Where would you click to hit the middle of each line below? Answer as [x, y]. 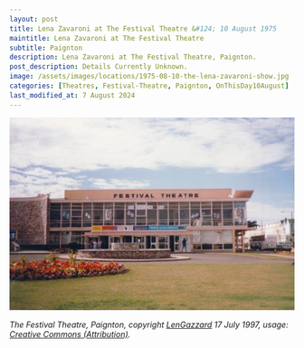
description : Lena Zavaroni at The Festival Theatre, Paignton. [133, 57]
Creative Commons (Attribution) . [70, 334]
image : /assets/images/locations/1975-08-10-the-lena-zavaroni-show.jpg [149, 77]
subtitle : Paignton [46, 48]
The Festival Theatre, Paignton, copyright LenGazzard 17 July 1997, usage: [149, 324]
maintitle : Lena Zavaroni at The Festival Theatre [107, 38]
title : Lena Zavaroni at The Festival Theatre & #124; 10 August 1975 [143, 28]
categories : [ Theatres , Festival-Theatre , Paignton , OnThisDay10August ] [149, 86]
